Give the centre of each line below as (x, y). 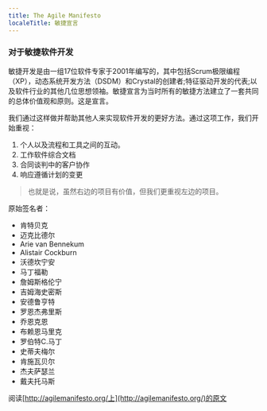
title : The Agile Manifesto (55, 16)
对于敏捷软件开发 (41, 52)
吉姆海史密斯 (41, 292)
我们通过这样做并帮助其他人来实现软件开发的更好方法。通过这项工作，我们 (130, 118)
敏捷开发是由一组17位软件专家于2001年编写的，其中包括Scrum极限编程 (124, 71)
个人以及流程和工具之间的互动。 (72, 145)
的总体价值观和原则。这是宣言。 (60, 101)
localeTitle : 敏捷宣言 (43, 23)
